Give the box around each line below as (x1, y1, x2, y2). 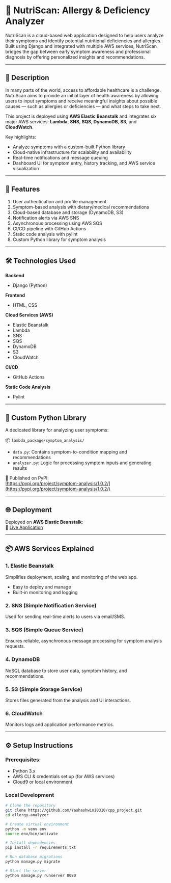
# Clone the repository (5, 803, 56, 808)
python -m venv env (5, 826, 47, 832)
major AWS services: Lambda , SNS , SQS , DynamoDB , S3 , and (5, 118, 137, 124)
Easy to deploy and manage (12, 583, 71, 590)
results (12, 465, 27, 471)
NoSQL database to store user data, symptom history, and (5, 667, 127, 674)
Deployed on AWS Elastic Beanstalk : (5, 519, 83, 525)
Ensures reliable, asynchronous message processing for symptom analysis (5, 638, 162, 644)
